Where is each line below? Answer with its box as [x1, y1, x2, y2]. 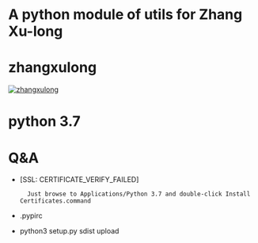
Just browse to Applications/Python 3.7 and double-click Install [27, 190, 251, 199]
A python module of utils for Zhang [8, 6, 243, 24]
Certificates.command [19, 197, 91, 205]
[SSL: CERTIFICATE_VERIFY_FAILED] [19, 175, 139, 184]
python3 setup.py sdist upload [19, 226, 120, 236]
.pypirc [19, 211, 43, 221]
